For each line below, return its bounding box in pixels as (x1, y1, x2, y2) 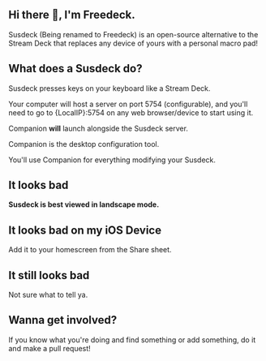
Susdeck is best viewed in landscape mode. (8, 200, 160, 209)
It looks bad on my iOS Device (8, 223, 162, 237)
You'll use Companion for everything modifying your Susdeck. (8, 155, 217, 165)
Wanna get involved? (8, 313, 118, 327)
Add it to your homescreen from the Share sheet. (8, 245, 172, 255)
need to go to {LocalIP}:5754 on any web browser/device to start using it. (8, 107, 254, 118)
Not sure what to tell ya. (8, 290, 88, 300)
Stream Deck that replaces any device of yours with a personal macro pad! (8, 38, 258, 48)
